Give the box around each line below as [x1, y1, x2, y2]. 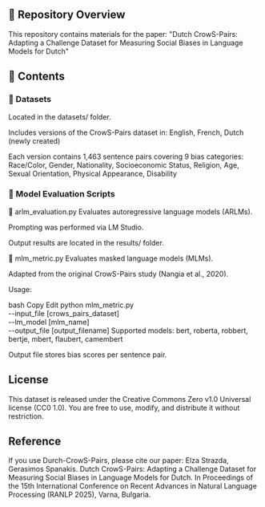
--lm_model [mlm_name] [8, 317, 90, 327]
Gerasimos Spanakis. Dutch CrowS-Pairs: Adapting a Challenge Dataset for [8, 464, 257, 474]
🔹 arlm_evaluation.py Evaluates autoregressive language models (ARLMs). [8, 206, 253, 217]
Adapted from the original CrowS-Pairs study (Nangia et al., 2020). [8, 269, 229, 278]
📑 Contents [8, 70, 66, 83]
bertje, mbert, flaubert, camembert [8, 334, 123, 343]
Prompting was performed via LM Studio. [8, 222, 144, 232]
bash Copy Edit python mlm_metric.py [8, 300, 135, 310]
